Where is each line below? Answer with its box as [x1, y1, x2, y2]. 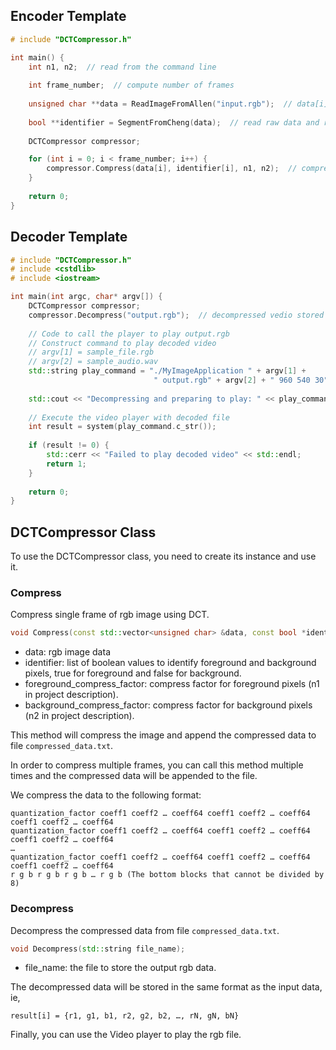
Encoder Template [10, 8, 127, 25]
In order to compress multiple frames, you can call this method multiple [10, 759, 304, 771]
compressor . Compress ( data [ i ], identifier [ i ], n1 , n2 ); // [46, 164, 298, 174]
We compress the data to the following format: [10, 789, 202, 801]
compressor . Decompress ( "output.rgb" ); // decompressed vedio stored [28, 310, 325, 320]
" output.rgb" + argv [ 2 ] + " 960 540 [153, 375, 311, 385]
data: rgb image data [24, 646, 111, 658]
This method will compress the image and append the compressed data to [10, 729, 317, 741]
